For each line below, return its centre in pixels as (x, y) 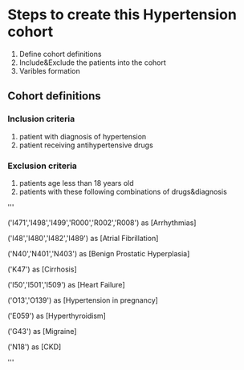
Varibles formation (50, 70)
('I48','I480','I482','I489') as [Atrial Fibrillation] (83, 238)
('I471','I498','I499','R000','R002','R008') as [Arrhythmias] (102, 223)
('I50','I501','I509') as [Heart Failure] (66, 284)
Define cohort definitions (60, 54)
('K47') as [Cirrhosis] (42, 269)
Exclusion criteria (43, 166)
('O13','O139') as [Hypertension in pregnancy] (83, 300)
